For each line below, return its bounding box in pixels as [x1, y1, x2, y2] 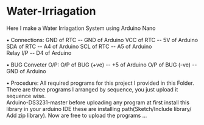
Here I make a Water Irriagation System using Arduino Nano [6, 24, 156, 32]
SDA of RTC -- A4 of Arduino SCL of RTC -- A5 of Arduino [6, 43, 152, 50]
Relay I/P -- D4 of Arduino [6, 49, 72, 56]
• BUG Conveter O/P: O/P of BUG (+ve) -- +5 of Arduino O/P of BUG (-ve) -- [6, 61, 197, 68]
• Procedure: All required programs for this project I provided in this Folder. [6, 79, 195, 87]
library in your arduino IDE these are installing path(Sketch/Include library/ [6, 105, 192, 112]
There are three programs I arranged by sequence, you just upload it [6, 85, 178, 93]
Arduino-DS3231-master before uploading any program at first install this [6, 99, 190, 106]
